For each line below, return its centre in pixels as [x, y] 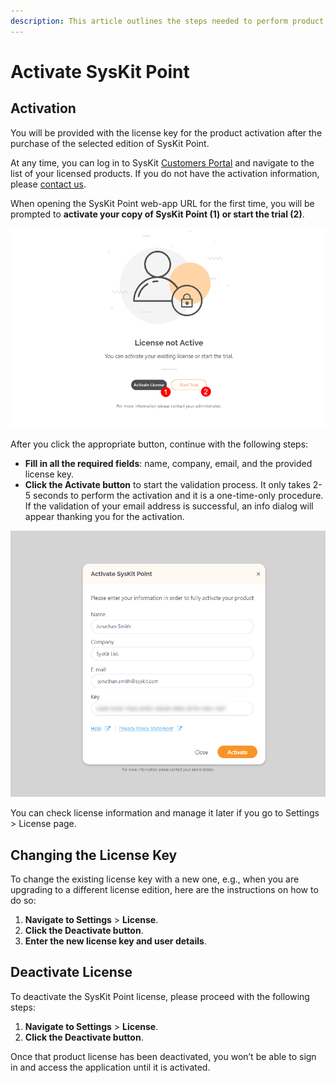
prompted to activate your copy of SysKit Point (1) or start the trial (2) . [157, 214]
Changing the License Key [94, 855]
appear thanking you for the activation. [104, 516]
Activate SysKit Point [100, 71]
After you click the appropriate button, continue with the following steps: [159, 444]
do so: [23, 900]
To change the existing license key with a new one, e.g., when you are [155, 879]
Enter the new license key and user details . [115, 941]
